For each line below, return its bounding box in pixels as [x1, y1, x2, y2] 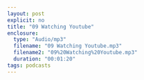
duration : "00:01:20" [13, 56, 76, 63]
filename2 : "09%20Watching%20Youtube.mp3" [13, 49, 138, 56]
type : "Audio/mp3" [13, 36, 67, 43]
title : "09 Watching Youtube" [7, 23, 95, 30]
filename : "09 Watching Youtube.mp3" [13, 42, 123, 49]
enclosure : [7, 29, 39, 37]
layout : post [7, 10, 45, 17]
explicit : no [7, 17, 45, 24]
